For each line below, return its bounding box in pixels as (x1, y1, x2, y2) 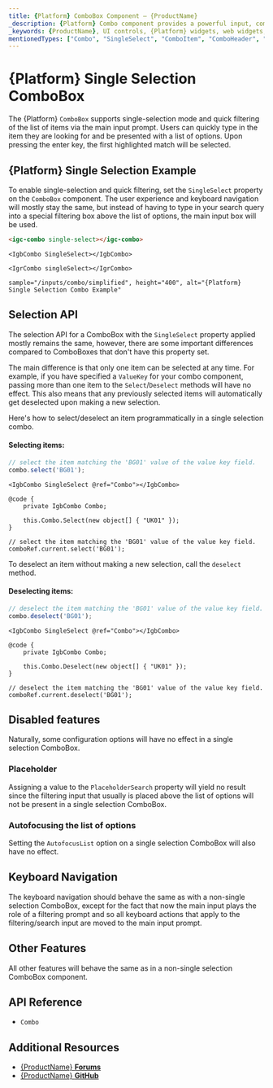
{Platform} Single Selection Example (8, 164, 197, 178)
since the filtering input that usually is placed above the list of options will (8, 791, 254, 801)
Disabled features (8, 713, 101, 726)
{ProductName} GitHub (19, 1071, 99, 1081)
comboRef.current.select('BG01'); (8, 545, 126, 553)
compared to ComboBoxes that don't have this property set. (8, 347, 210, 357)
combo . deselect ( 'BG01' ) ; (8, 612, 93, 620)
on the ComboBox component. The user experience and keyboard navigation (8, 194, 259, 204)
